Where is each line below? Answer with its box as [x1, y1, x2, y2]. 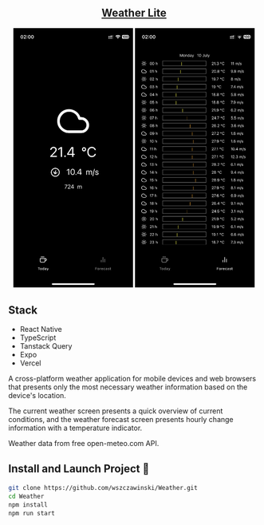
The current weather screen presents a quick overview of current [8, 406, 223, 416]
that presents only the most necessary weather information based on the [8, 382, 248, 392]
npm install [8, 500, 48, 509]
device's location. [8, 391, 66, 401]
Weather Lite [100, 6, 167, 20]
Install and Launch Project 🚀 [8, 462, 150, 476]
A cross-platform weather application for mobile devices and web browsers [8, 374, 257, 384]
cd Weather [8, 492, 45, 500]
